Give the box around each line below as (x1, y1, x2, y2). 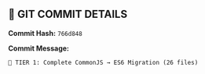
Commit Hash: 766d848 (8, 28, 82, 37)
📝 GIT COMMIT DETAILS (8, 8, 128, 21)
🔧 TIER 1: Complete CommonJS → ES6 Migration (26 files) (8, 58, 199, 66)
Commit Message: (8, 44, 69, 53)
